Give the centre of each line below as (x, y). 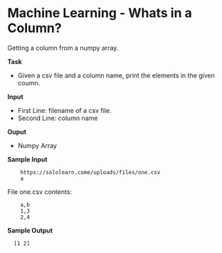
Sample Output (30, 230)
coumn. (29, 82)
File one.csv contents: (40, 192)
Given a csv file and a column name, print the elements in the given (116, 75)
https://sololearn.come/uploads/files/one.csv (90, 172)
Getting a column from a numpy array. (63, 48)
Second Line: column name (58, 118)
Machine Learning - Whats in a (100, 13)
